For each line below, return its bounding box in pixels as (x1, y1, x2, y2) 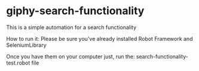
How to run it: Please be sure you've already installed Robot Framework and (6, 35, 193, 42)
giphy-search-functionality (6, 4, 145, 18)
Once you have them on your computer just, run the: (6, 53, 135, 60)
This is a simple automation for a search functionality (6, 24, 137, 31)
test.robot (6, 59, 30, 66)
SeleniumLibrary (6, 41, 47, 49)
